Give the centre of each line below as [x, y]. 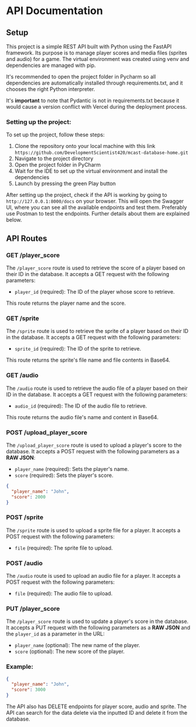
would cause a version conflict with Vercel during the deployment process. [97, 107]
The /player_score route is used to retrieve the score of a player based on [96, 268]
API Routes [27, 238]
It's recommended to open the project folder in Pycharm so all [81, 77]
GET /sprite [23, 318]
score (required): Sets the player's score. [64, 475]
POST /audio [24, 563]
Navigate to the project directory [54, 159]
